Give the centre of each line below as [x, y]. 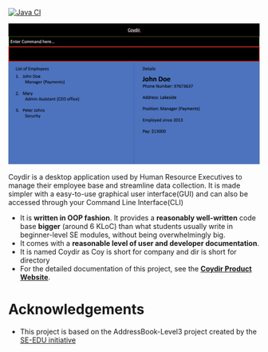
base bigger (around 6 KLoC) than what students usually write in [126, 227]
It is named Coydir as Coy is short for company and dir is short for [128, 252]
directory [35, 260]
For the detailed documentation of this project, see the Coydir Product [136, 269]
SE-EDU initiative [48, 340]
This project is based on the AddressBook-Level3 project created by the [138, 331]
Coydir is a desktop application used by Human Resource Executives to [125, 177]
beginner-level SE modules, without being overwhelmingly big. [122, 235]
